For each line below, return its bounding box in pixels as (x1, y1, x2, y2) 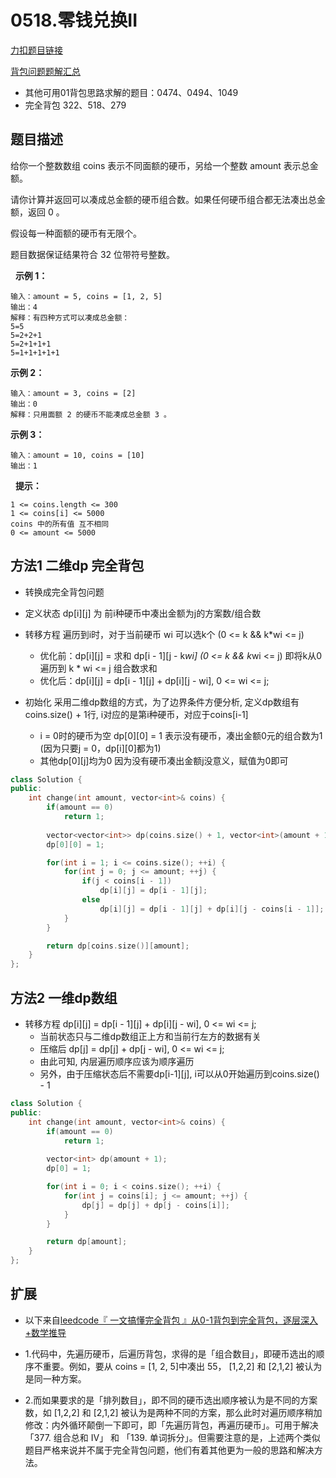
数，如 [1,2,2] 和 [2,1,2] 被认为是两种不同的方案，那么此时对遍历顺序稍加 (24, 1406, 323, 1418)
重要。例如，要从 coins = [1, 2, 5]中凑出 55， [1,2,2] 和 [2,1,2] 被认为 (42, 1360, 323, 1372)
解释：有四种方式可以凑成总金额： (10, 312, 130, 323)
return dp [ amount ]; (46, 1237, 128, 1247)
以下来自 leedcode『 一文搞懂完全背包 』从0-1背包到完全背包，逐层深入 (24, 1314, 319, 1326)
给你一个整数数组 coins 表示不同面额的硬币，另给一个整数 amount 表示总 (10, 159, 310, 171)
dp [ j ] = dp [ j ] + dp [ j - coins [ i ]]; (81, 1200, 230, 1210)
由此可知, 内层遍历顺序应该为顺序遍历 (39, 1056, 195, 1067)
